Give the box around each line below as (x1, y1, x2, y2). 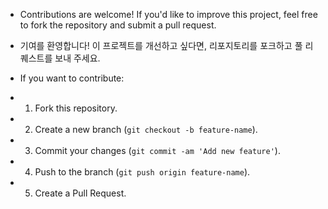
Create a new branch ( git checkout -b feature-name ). (34, 124, 258, 135)
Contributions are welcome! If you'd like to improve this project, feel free (19, 9, 318, 20)
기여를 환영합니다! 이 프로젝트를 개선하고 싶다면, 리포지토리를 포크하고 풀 (19, 40, 303, 51)
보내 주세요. (54, 52, 101, 64)
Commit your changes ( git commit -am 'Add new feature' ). (34, 145, 281, 156)
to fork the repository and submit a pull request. (19, 19, 217, 31)
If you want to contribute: (19, 72, 125, 84)
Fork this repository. (34, 102, 118, 114)
